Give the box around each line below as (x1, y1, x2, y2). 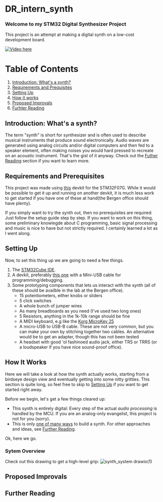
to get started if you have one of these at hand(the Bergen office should (5, 195, 149, 201)
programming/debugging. (12, 277, 64, 283)
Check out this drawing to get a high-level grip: (5, 458, 99, 464)
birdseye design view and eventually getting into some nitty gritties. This (5, 376, 150, 382)
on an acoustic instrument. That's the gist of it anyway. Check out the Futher (5, 153, 158, 159)
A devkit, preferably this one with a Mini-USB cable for (12, 272, 121, 278)
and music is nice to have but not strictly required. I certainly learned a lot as (5, 225, 158, 231)
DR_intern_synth (5, 3, 74, 15)
